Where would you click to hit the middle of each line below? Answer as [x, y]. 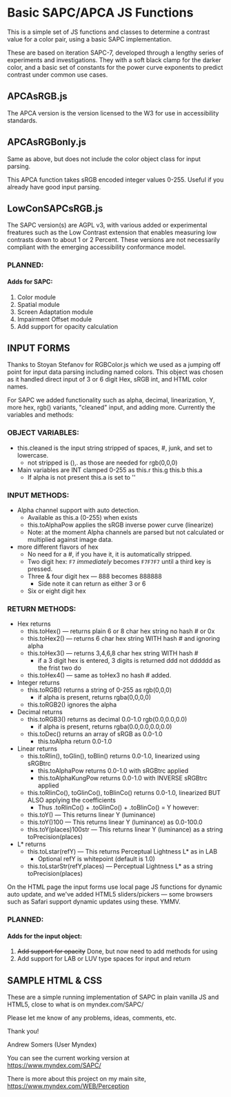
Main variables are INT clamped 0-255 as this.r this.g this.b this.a [110, 470]
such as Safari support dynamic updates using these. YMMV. [94, 902]
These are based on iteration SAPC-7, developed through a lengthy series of [115, 53]
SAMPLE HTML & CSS [55, 981]
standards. [22, 120]
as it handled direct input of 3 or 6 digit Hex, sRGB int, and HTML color [107, 379]
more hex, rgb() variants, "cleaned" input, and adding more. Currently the [111, 407]
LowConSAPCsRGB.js [55, 208]
